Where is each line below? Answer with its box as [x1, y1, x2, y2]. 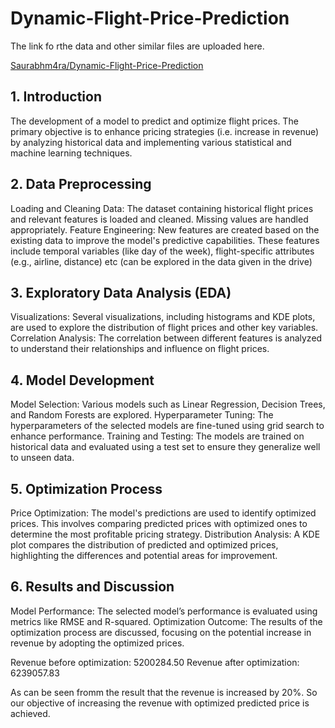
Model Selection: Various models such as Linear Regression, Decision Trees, [10, 398, 326, 411]
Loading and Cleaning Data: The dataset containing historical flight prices [10, 202, 314, 214]
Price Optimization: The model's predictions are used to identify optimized [10, 507, 317, 519]
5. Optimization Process [10, 480, 163, 497]
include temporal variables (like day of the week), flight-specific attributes [10, 245, 315, 257]
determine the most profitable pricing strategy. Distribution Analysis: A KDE [10, 528, 321, 540]
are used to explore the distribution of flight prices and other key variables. [10, 322, 319, 334]
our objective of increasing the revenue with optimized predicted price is [10, 697, 310, 709]
